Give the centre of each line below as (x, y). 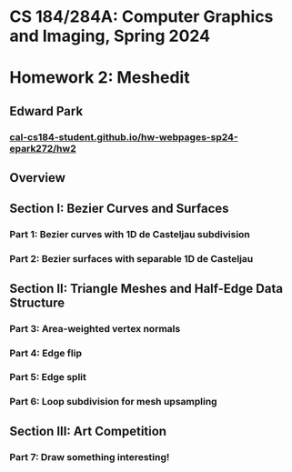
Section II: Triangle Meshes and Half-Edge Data (146, 288)
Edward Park (46, 111)
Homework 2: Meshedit (100, 78)
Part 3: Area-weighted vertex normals (95, 328)
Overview (38, 178)
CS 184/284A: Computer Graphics (141, 17)
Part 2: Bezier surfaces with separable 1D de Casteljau (131, 259)
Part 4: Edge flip (46, 353)
